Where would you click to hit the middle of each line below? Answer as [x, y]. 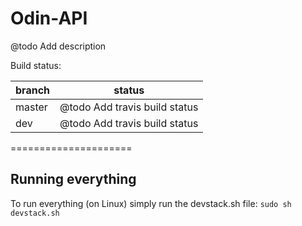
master [31, 107]
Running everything [73, 179]
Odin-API [49, 18]
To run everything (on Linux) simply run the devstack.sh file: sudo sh [151, 203]
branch [33, 90]
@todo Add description [58, 46]
